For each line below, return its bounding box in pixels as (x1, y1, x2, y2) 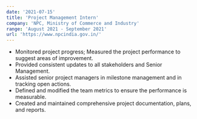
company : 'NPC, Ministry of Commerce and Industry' (6, 20, 139, 26)
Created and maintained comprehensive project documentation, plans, (15, 100, 192, 107)
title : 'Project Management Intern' (6, 15, 99, 21)
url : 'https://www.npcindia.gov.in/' (6, 32, 102, 38)
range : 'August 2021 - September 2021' (6, 25, 107, 32)
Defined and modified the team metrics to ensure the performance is (15, 87, 187, 94)
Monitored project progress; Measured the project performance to (15, 48, 181, 55)
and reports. (15, 106, 46, 114)
